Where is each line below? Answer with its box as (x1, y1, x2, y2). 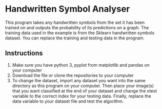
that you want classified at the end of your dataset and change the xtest (12, 88, 157, 93)
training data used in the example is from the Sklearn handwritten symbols (5, 30, 155, 36)
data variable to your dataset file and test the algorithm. (12, 98, 124, 104)
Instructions (5, 49, 43, 57)
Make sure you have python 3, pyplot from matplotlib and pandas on (12, 62, 150, 68)
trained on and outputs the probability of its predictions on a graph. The (5, 24, 149, 30)
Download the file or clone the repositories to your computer (12, 72, 134, 78)
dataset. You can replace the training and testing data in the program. (5, 35, 145, 41)
